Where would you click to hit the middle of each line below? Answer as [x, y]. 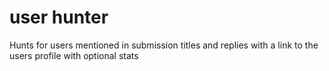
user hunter [59, 17]
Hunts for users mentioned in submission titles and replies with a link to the [164, 45]
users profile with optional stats [74, 55]
